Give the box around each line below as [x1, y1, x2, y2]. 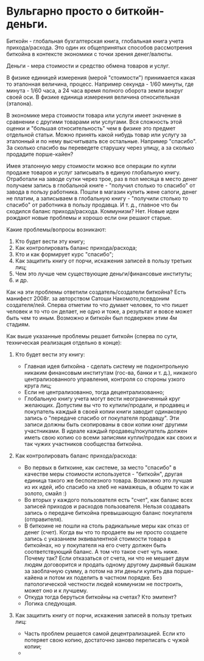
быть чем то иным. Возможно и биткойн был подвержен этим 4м [6, 314, 178, 321]
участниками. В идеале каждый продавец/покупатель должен [24, 427, 188, 434]
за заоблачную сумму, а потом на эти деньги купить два [24, 567, 173, 574]
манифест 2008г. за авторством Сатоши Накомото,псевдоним [6, 294, 169, 302]
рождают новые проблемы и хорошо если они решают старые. [6, 214, 172, 221]
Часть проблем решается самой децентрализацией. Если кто [24, 629, 186, 637]
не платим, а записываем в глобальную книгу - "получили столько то [6, 194, 189, 202]
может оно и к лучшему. [24, 587, 88, 594]
